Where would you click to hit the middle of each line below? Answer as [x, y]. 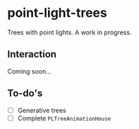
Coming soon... [29, 71]
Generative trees [42, 110]
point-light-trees [57, 13]
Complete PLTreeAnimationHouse [64, 118]
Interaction [32, 54]
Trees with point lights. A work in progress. [69, 32]
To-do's [25, 94]
